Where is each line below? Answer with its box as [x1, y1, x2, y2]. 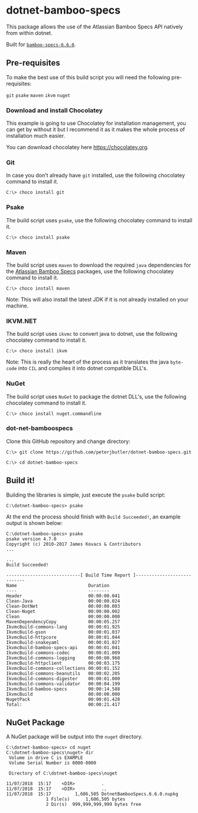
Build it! [6, 475, 35, 485]
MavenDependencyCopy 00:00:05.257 [6, 618, 120, 624]
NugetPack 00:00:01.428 [6, 696, 120, 702]
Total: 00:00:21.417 [6, 701, 120, 707]
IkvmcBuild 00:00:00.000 [6, 691, 120, 697]
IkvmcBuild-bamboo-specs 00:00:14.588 [6, 686, 120, 692]
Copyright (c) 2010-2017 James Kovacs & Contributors [6, 541, 142, 547]
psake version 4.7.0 [6, 536, 57, 542]
